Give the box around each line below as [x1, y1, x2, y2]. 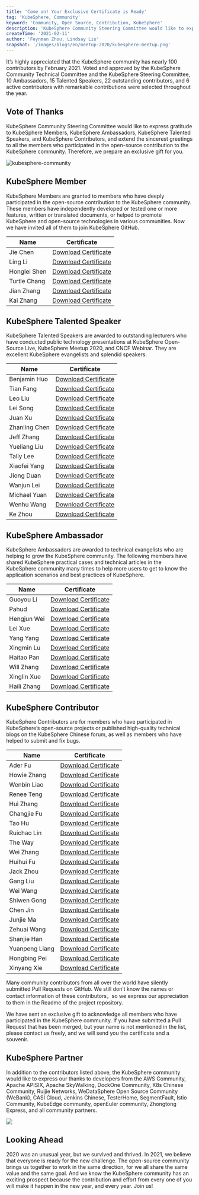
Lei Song [9, 404, 34, 413]
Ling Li [9, 258, 28, 266]
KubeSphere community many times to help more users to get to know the [6, 565, 188, 572]
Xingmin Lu [9, 644, 41, 652]
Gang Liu [9, 877, 34, 885]
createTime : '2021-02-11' [6, 31, 70, 37]
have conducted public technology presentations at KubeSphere [6, 338, 163, 345]
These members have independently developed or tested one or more [6, 205, 178, 212]
